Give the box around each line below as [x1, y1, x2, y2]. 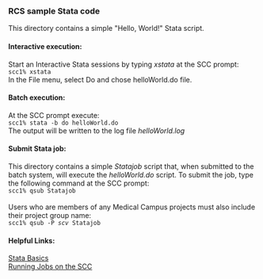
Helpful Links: [8, 235, 55, 245]
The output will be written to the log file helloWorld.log [8, 125, 185, 136]
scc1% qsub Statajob [8, 186, 77, 195]
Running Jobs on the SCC [8, 262, 93, 271]
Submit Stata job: [8, 144, 67, 154]
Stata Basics [8, 254, 49, 263]
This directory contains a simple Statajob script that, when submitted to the [8, 161, 254, 171]
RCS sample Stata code [8, 6, 101, 17]
